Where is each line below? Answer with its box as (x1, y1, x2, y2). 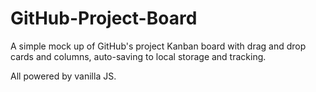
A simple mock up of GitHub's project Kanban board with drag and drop (10, 40, 307, 52)
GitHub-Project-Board (10, 7, 198, 30)
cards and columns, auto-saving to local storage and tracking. (10, 50, 267, 62)
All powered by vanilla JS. (10, 70, 117, 82)
